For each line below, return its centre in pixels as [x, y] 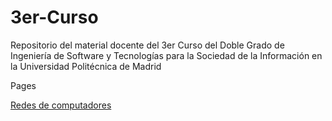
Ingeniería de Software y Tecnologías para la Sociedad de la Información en [166, 55]
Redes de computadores [61, 105]
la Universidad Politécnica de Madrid [86, 66]
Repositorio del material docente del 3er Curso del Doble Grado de [147, 45]
